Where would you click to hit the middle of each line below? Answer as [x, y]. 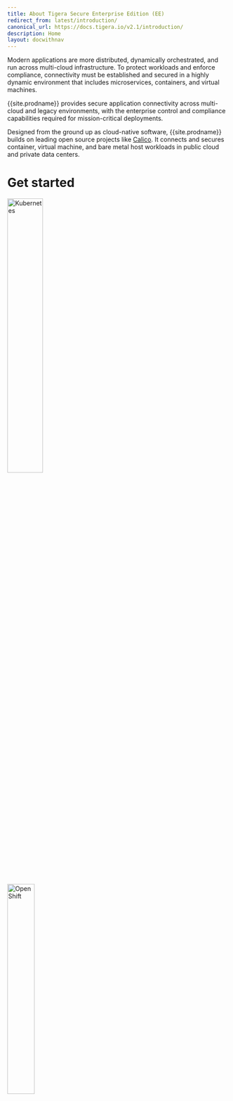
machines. [22, 90]
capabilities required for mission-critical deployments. [85, 118]
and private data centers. [44, 155]
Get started [41, 183]
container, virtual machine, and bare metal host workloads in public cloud [113, 147]
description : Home [34, 33]
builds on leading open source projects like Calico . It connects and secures [116, 140]
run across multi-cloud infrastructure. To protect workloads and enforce [111, 67]
